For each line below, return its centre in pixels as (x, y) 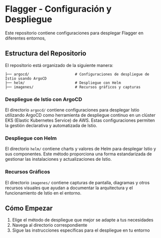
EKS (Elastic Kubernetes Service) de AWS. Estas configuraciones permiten (80, 120)
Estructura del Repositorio (46, 54)
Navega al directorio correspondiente (50, 225)
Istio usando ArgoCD (26, 78)
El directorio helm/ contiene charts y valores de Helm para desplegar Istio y (80, 149)
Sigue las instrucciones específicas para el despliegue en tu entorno (81, 230)
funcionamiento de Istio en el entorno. (43, 193)
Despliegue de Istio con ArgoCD (44, 99)
